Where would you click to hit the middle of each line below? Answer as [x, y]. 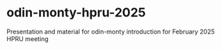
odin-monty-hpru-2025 [76, 13]
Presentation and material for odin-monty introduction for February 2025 [111, 32]
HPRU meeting [28, 38]
